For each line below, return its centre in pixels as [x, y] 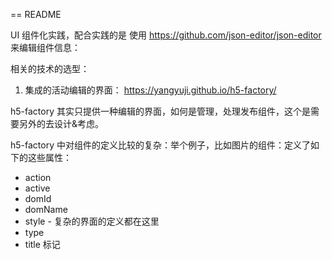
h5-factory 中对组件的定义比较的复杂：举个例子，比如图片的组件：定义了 [160, 145]
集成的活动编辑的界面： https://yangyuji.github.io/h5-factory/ [150, 90]
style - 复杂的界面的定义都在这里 [92, 221]
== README [36, 14]
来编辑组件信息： [45, 47]
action [38, 177]
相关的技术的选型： [50, 68]
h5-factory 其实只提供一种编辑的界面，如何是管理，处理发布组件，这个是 [160, 111]
